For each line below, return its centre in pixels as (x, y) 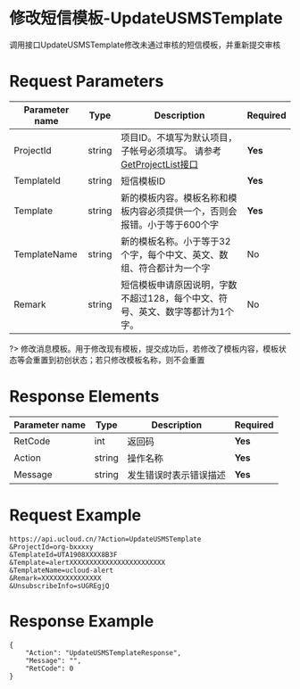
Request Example (75, 515)
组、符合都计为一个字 (165, 268)
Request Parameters (87, 82)
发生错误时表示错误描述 (176, 475)
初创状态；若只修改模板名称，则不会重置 (130, 360)
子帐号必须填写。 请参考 (171, 151)
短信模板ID (143, 181)
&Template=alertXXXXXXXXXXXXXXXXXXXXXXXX (87, 562)
